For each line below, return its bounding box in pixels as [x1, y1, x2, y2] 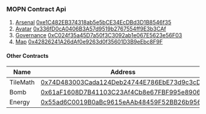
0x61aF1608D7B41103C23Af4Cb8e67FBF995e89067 [40, 88, 205, 96]
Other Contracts [6, 52, 49, 59]
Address [110, 68, 136, 76]
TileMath [9, 78, 35, 87]
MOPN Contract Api [6, 5, 66, 13]
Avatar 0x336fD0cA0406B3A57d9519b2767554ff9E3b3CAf [15, 25, 167, 32]
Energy [9, 98, 30, 106]
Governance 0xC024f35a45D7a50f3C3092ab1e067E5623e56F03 [15, 32, 183, 39]
